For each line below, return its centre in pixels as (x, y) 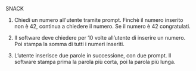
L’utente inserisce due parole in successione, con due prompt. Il (93, 55)
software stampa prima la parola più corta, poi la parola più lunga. (95, 62)
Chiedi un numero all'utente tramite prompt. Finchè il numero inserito (99, 20)
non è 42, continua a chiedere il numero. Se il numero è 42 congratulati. (102, 26)
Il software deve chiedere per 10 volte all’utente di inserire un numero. (100, 38)
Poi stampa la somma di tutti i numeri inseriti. (69, 44)
